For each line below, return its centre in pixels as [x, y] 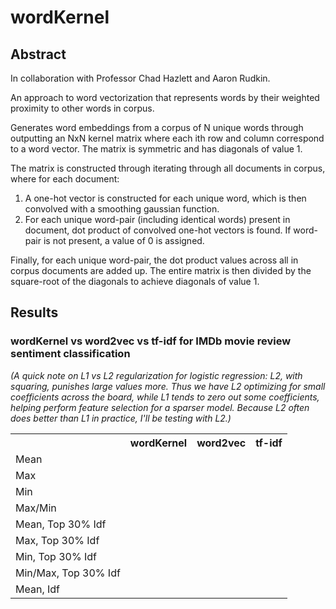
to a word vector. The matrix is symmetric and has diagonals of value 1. [156, 149]
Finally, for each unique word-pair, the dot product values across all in [154, 260]
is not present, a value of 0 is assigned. [124, 240]
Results [34, 312]
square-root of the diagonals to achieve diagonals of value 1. [135, 281]
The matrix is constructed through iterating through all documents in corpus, [168, 168]
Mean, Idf [37, 589]
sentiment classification [70, 354]
